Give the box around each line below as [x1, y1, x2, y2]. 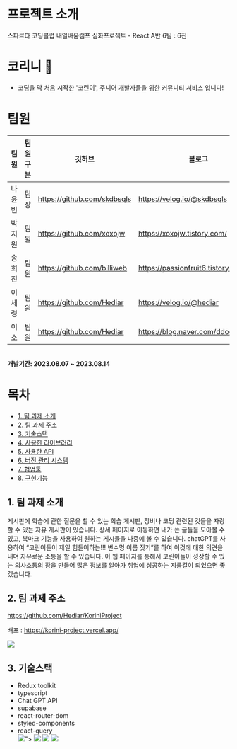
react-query [17, 726, 53, 735]
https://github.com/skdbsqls [37, 194, 132, 204]
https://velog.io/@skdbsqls [138, 194, 228, 204]
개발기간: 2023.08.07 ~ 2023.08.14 [7, 359, 111, 368]
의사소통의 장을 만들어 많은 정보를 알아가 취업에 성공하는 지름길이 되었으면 [14, 561, 219, 569]
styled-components [17, 719, 75, 728]
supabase [17, 704, 47, 712]
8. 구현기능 [17, 474, 48, 482]
